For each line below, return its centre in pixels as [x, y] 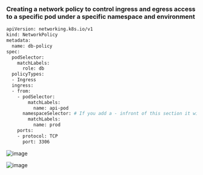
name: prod [47, 125]
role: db [33, 68]
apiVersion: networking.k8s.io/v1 [50, 29]
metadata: [19, 41]
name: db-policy [32, 46]
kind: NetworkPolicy [32, 35]
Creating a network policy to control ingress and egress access [101, 9]
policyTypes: [28, 74]
